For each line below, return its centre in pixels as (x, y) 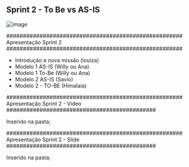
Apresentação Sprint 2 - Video (44, 104)
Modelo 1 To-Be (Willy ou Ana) (52, 73)
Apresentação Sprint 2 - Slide (43, 139)
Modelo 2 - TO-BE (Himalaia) (51, 86)
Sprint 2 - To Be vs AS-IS (53, 10)
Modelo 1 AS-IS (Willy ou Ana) (52, 66)
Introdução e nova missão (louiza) (57, 60)
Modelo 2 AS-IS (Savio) (44, 79)
